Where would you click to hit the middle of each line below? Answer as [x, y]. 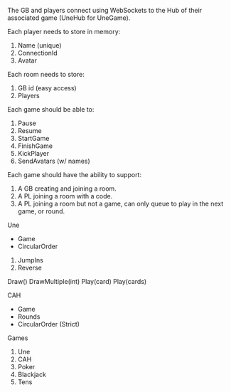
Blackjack [32, 374]
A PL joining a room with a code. [65, 196]
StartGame [33, 138]
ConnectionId [38, 53]
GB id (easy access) [47, 88]
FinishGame [35, 146]
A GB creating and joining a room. [67, 189]
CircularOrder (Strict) [49, 324]
